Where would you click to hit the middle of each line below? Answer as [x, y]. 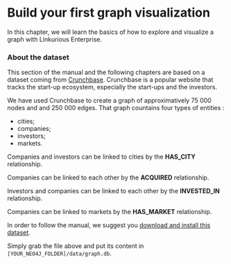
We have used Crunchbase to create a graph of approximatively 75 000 [109, 100]
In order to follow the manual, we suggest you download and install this [109, 225]
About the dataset [38, 57]
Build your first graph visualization [109, 13]
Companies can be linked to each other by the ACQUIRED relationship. [108, 177]
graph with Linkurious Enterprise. [55, 39]
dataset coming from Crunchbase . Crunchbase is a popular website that [110, 80]
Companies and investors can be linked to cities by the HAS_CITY [101, 157]
